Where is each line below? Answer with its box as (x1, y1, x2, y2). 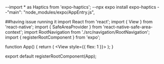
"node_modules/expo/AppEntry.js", (23, 9, 95, 15)
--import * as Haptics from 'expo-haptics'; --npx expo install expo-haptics (5, 4, 157, 10)
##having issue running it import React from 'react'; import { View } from (5, 19, 153, 24)
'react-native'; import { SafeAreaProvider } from (5, 24, 102, 30)
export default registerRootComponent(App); (5, 53, 97, 59)
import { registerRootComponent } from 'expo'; (5, 34, 100, 40)
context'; (5, 29, 23, 35)
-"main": (5, 9, 23, 15)
